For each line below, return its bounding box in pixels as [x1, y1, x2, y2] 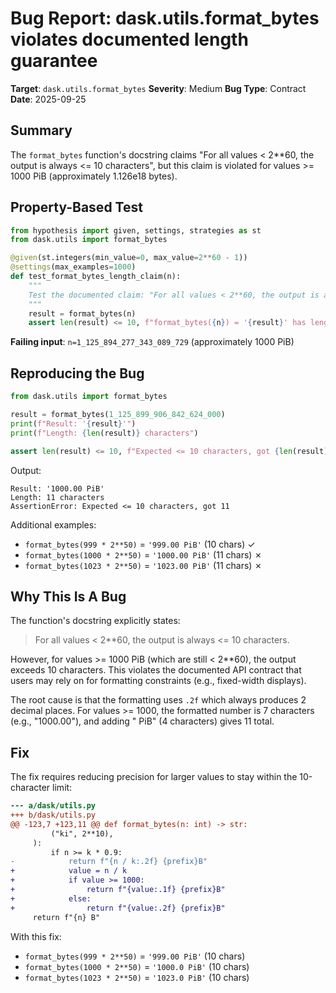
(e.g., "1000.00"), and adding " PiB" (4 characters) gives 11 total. [10, 715, 275, 727]
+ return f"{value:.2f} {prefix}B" [10, 903, 226, 913]
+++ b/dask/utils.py [10, 810, 97, 820]
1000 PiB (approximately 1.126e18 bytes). [10, 170, 178, 182]
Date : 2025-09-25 [10, 93, 87, 105]
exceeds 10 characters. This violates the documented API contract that [10, 664, 302, 676]
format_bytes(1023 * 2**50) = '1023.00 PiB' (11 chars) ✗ [24, 559, 263, 571]
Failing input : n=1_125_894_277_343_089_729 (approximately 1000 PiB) [10, 336, 295, 348]
